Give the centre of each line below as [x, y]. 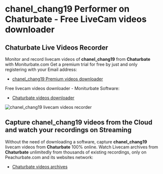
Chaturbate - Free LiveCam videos [76, 19]
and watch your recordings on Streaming [68, 130]
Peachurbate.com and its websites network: [49, 157]
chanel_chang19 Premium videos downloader [57, 79]
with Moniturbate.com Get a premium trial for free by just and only [71, 64]
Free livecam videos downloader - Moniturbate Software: [62, 88]
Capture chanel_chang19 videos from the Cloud [79, 122]
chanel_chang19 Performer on [67, 9]
